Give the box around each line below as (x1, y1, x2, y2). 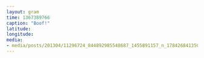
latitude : (6, 25, 32, 32)
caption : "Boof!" (6, 20, 50, 26)
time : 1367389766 (6, 14, 50, 21)
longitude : (6, 31, 34, 37)
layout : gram (6, 8, 39, 15)
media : (6, 37, 23, 43)
